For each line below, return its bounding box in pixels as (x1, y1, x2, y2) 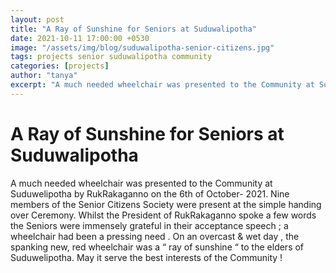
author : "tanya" (10, 71, 78, 81)
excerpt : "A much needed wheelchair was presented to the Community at (10, 80, 315, 90)
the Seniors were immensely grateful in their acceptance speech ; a (10, 219, 289, 231)
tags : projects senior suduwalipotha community (10, 52, 213, 62)
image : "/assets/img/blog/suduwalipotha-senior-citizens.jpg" (10, 42, 275, 53)
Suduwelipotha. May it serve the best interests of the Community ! (10, 251, 283, 263)
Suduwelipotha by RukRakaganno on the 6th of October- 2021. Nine (10, 187, 290, 200)
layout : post (10, 14, 65, 25)
